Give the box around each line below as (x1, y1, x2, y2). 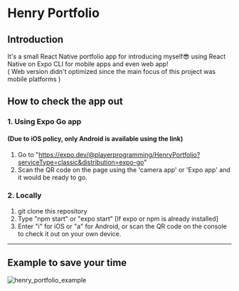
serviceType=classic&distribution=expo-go (17, 158, 144, 166)
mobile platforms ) (7, 75, 61, 83)
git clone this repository (17, 206, 87, 215)
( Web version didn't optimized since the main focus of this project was (7, 68, 216, 75)
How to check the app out (7, 95, 123, 107)
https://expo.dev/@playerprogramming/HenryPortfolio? (38, 150, 201, 159)
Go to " (17, 150, 39, 159)
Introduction (7, 33, 64, 46)
